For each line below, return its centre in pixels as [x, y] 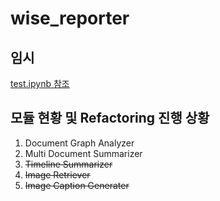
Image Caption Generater [77, 185]
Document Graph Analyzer [79, 143]
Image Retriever [57, 174]
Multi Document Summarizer [83, 153]
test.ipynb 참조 [40, 83]
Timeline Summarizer [68, 164]
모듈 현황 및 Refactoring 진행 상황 [110, 118]
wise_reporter [70, 18]
